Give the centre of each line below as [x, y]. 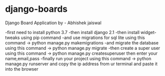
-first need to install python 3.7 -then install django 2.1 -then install [72, 32]
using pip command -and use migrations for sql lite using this [83, 38]
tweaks [13, 38]
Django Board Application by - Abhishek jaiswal [53, 23]
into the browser [22, 69]
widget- [148, 32]
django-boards [36, 9]
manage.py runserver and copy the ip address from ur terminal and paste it [81, 64]
